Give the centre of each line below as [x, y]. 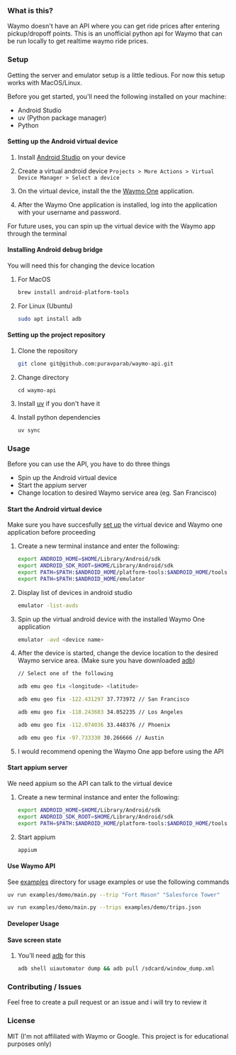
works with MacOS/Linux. [45, 82]
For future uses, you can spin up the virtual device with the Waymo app [112, 226]
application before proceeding [51, 532]
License [21, 1021]
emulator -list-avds [48, 606]
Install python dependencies [59, 417]
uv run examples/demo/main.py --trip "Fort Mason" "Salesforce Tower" [114, 895]
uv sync [29, 430]
